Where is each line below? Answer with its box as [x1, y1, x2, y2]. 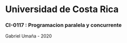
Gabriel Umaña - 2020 [5, 33, 52, 39]
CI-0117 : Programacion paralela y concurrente [5, 22, 122, 29]
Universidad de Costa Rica [5, 4, 119, 15]
